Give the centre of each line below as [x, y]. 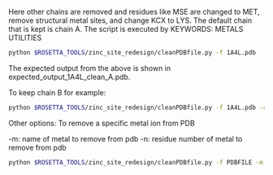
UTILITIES [25, 37]
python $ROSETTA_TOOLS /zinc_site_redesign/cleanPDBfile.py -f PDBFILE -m [136, 162]
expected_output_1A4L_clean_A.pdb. [69, 77]
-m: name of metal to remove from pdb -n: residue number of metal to [126, 138]
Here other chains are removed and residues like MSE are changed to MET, [134, 12]
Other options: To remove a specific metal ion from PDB [102, 123]
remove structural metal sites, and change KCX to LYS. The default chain [130, 20]
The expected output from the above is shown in [90, 68]
